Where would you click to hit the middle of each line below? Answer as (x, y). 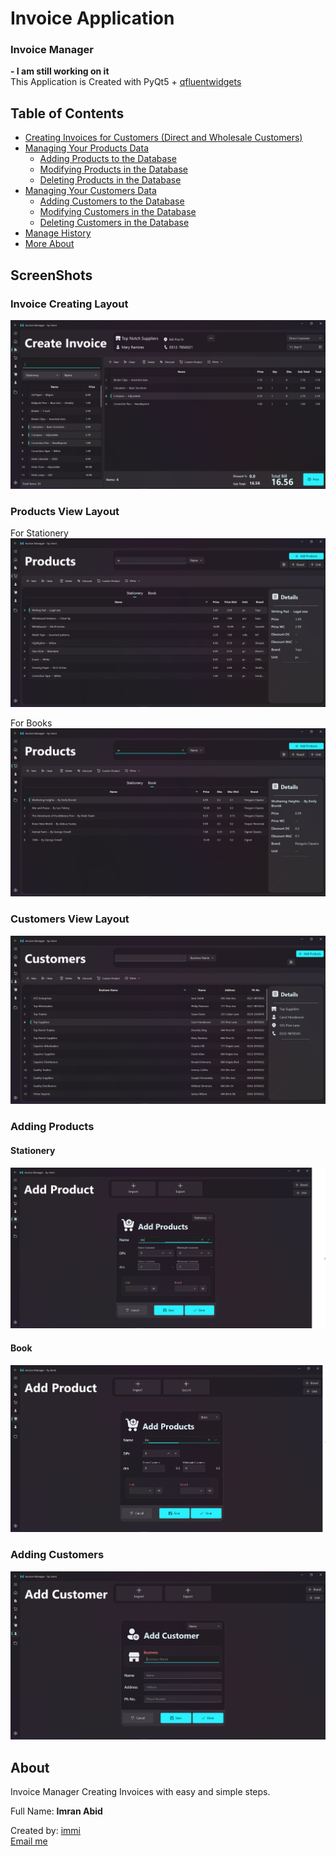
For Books (31, 723)
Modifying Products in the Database (113, 169)
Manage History (58, 233)
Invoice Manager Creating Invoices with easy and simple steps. (140, 1792)
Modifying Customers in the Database (118, 212)
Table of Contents (67, 113)
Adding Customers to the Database (112, 201)
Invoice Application (92, 18)
